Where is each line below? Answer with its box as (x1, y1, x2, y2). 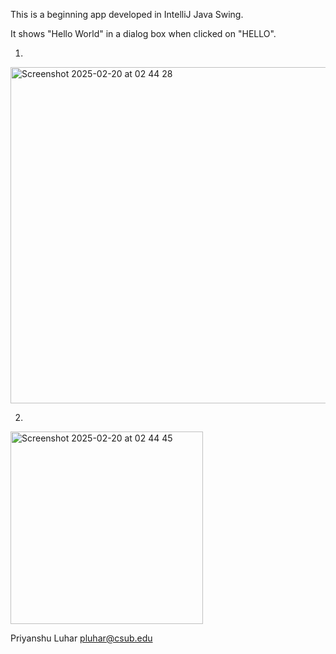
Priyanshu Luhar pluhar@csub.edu (10, 632, 153, 644)
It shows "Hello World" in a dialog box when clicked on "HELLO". (10, 28, 277, 39)
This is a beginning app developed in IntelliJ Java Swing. (10, 9, 244, 20)
